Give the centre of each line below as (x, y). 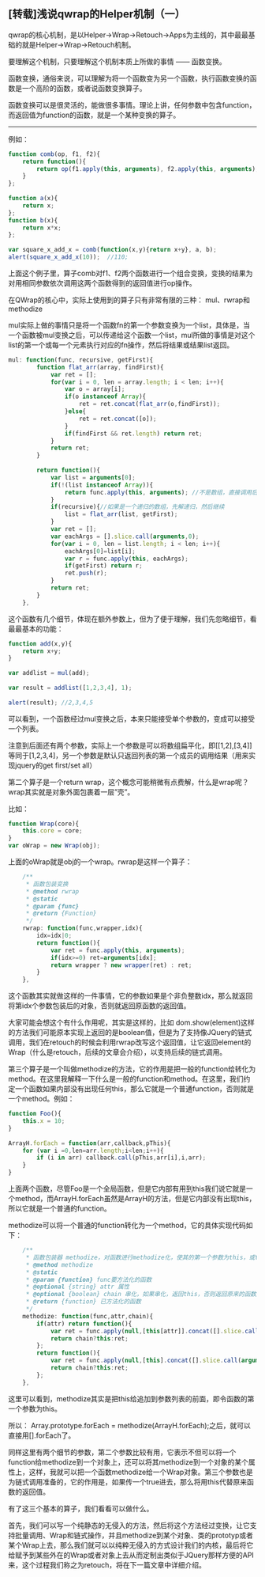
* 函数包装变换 (47, 884)
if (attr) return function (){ (84, 1324)
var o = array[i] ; (95, 389)
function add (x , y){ (40, 643)
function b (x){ (33, 220)
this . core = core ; (52, 831)
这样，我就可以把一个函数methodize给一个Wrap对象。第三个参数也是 (141, 1472)
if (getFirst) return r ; (104, 566)
